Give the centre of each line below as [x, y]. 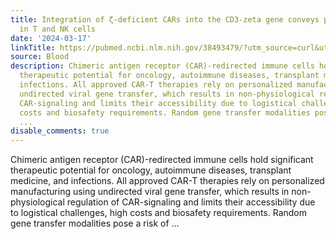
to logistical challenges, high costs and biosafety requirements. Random [158, 213]
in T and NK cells [58, 29]
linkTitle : [33, 47]
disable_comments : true [60, 131]
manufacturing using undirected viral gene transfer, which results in [150, 192]
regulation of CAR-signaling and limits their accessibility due [191, 202]
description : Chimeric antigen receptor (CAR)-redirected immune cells [162, 66]
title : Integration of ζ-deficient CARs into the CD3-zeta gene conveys [165, 19]
